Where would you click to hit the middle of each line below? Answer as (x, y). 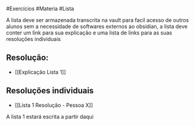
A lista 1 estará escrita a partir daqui (50, 116)
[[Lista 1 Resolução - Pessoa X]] (54, 105)
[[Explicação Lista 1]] (40, 72)
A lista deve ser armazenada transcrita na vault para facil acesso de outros (97, 20)
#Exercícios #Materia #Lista (40, 9)
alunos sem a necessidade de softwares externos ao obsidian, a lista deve (97, 26)
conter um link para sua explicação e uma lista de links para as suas (89, 33)
